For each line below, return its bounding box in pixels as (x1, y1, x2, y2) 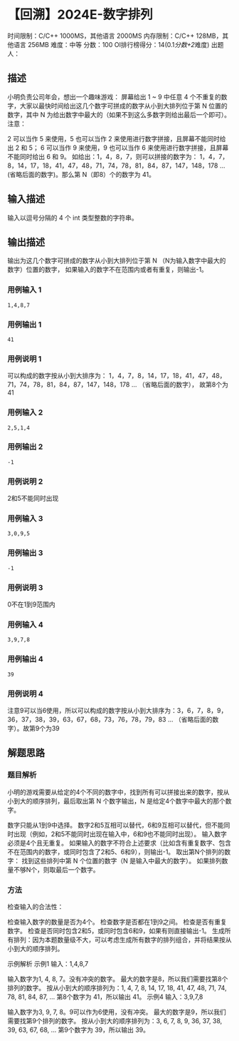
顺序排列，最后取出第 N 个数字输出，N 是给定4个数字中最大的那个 (31, 796, 225, 805)
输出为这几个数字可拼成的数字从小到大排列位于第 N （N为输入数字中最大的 (7, 256, 226, 265)
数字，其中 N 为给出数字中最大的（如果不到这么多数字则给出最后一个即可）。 (7, 110, 231, 118)
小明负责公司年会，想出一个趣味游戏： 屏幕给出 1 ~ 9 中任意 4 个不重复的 (7, 92, 222, 101)
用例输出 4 (7, 654, 44, 664)
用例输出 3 (7, 548, 43, 558)
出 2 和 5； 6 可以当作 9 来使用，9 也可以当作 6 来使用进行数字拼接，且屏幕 (7, 143, 229, 152)
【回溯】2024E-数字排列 (7, 6, 153, 23)
